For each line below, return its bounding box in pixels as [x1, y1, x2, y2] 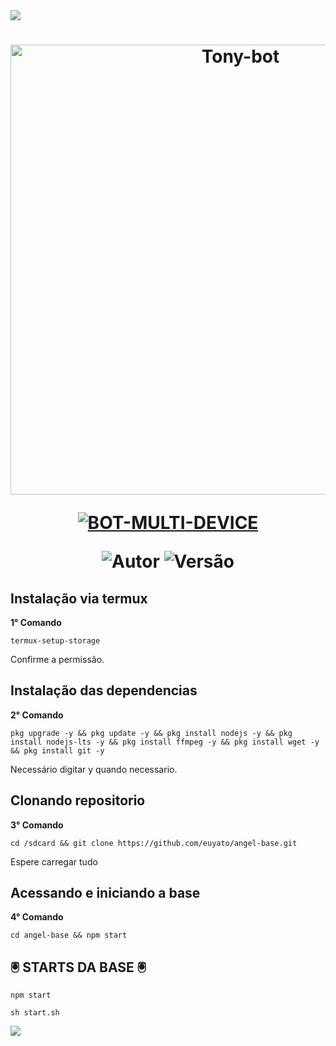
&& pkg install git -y [10, 745, 105, 756]
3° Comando [10, 819, 64, 831]
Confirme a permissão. [10, 654, 105, 665]
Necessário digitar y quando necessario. [10, 763, 178, 775]
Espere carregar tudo [10, 855, 98, 868]
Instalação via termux [10, 590, 148, 607]
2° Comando [10, 709, 64, 721]
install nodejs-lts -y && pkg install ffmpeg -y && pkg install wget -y [10, 737, 320, 747]
